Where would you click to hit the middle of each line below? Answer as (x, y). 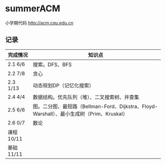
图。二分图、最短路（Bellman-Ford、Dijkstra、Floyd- (95, 106)
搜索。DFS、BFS (52, 65)
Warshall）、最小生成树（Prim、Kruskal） (80, 114)
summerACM (33, 9)
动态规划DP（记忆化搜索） (63, 85)
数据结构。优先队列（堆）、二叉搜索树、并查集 (86, 97)
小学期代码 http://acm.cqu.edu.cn (39, 23)
